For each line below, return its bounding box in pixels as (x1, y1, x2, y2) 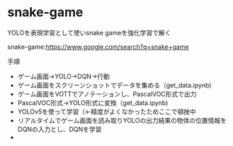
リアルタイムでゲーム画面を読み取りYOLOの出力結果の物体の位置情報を (17, 116, 227, 124)
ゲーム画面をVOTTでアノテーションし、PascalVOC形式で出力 (17, 90, 197, 98)
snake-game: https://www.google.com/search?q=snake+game (7, 42, 189, 51)
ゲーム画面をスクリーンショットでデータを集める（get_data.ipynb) (17, 80, 212, 89)
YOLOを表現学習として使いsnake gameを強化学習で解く (7, 28, 171, 37)
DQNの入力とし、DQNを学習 (17, 125, 102, 133)
